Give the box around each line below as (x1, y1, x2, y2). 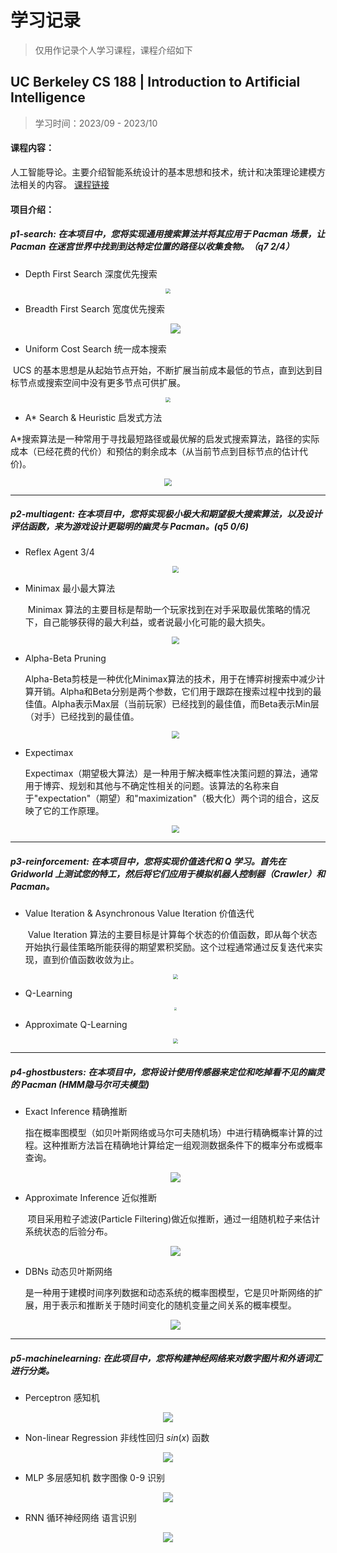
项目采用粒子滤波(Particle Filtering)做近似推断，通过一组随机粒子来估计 (27, 1212, 321, 1225)
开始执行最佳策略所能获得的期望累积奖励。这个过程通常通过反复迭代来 (24, 941, 315, 953)
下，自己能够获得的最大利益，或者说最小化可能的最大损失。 (24, 616, 271, 628)
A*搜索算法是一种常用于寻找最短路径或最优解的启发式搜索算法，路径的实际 (10, 432, 320, 445)
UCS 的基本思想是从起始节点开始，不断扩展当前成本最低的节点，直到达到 (12, 364, 315, 376)
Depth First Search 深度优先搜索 (24, 267, 158, 280)
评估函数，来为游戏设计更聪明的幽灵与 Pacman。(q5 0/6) (10, 521, 249, 533)
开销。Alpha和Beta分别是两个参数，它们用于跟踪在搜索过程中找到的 (33, 686, 313, 698)
